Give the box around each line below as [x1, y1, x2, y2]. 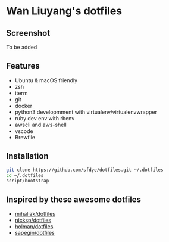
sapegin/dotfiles [14, 229, 55, 237]
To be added [6, 44, 37, 51]
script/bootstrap [6, 178, 49, 184]
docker [14, 102, 33, 109]
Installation [6, 151, 49, 162]
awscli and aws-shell [14, 121, 67, 128]
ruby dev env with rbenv [14, 114, 75, 122]
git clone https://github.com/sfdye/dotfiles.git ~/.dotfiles [6, 167, 164, 173]
